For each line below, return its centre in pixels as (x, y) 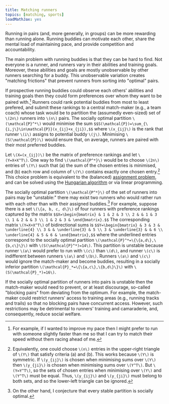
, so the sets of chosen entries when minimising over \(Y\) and (96, 370)
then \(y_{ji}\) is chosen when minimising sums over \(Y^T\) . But (82, 365)
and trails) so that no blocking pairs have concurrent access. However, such (84, 303)
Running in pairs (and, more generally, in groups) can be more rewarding (80, 34)
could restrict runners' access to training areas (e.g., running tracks (89, 298)
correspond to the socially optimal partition (50, 240)
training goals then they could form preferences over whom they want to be (83, 96)
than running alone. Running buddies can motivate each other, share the (80, 39)
